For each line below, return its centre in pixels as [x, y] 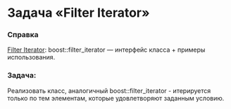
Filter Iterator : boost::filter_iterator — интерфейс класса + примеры [106, 50]
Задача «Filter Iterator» [79, 13]
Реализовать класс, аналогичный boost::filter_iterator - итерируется [109, 90]
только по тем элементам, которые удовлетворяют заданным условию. [116, 98]
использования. [31, 57]
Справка [23, 35]
